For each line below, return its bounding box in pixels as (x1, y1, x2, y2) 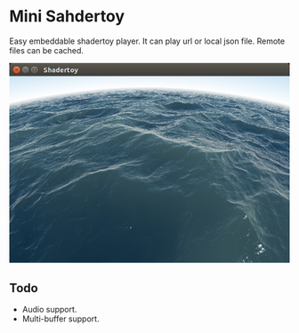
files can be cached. (9, 45, 85, 55)
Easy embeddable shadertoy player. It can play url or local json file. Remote (9, 36, 286, 46)
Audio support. (21, 305, 77, 315)
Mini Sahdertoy (9, 6, 125, 27)
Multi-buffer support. (21, 313, 100, 324)
